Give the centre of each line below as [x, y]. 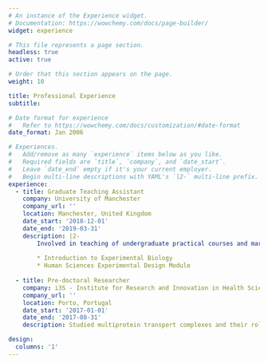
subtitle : [25, 103]
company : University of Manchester [82, 199]
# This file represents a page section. [77, 45]
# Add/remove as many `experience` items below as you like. [116, 155]
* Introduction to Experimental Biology [105, 258]
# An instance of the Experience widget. [78, 16]
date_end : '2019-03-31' [62, 228]
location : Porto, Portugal [67, 303]
